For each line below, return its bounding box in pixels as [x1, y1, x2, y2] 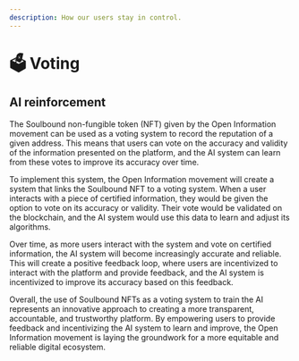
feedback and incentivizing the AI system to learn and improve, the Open [9, 323, 278, 333]
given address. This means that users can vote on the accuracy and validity [9, 138, 288, 148]
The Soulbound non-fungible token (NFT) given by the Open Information [9, 118, 277, 130]
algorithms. [9, 221, 51, 232]
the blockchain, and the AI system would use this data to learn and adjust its [9, 212, 290, 222]
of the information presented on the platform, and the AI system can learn [9, 147, 281, 157]
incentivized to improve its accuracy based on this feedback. [9, 276, 235, 287]
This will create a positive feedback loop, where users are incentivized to [9, 257, 278, 268]
